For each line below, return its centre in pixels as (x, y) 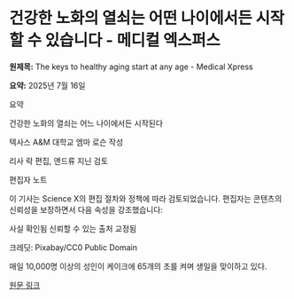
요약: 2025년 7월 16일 (47, 85)
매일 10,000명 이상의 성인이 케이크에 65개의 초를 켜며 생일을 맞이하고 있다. (138, 266)
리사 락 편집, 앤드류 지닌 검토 (59, 161)
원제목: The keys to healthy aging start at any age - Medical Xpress (132, 67)
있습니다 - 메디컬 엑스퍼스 (133, 40)
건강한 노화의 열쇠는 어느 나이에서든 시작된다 (86, 123)
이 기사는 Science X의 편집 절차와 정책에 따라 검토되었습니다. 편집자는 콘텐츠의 (146, 198)
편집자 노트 (28, 179)
